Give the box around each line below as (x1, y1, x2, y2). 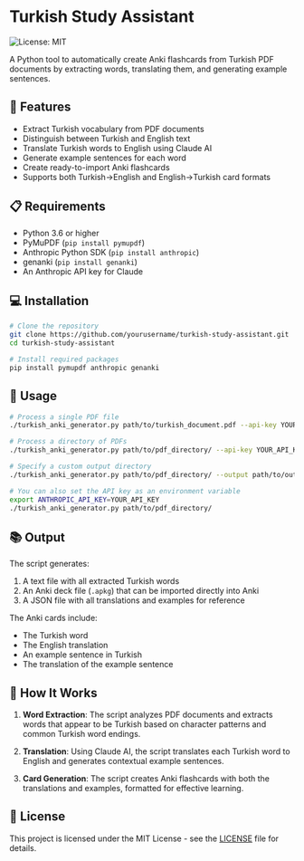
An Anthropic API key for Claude (22, 265, 144, 277)
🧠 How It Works (9, 685, 98, 701)
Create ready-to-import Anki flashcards (22, 161, 170, 173)
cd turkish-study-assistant (9, 339, 116, 348)
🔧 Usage (9, 388, 57, 404)
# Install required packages (9, 355, 119, 364)
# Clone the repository (9, 321, 100, 331)
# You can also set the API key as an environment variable (9, 486, 242, 495)
